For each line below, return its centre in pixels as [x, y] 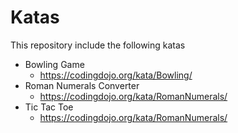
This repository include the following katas [98, 45]
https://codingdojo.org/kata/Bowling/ [116, 75]
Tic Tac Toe [49, 107]
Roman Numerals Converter [82, 85]
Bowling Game [54, 64]
